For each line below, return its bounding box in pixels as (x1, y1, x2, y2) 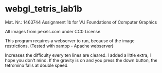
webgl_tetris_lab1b (5, 3, 83, 14)
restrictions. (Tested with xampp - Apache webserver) (5, 43, 114, 49)
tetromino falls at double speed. (5, 62, 69, 68)
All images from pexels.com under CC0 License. (5, 28, 102, 34)
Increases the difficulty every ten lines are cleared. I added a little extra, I (5, 52, 151, 58)
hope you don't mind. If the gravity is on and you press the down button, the (5, 57, 158, 63)
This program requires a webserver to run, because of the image (5, 37, 135, 44)
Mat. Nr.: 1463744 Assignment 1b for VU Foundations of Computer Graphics (5, 19, 157, 25)
